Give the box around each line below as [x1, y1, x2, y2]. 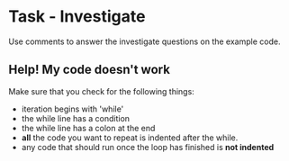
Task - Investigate [8, 6, 146, 27]
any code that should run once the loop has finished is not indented [21, 141, 275, 152]
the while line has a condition [21, 112, 131, 123]
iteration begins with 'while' [21, 103, 124, 114]
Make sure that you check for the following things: [8, 85, 194, 96]
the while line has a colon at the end [21, 122, 156, 133]
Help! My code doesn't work [8, 62, 170, 77]
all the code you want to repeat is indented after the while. [21, 132, 239, 143]
